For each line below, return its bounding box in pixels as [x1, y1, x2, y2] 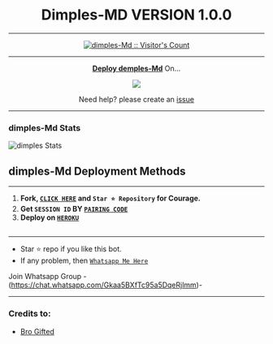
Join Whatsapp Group [8, 272, 82, 282]
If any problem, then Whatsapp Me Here [19, 256, 149, 265]
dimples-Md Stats [8, 122, 81, 133]
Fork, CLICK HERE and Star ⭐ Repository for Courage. [19, 193, 201, 204]
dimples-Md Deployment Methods [8, 164, 186, 178]
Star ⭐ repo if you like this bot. [19, 244, 122, 254]
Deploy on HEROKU [19, 213, 80, 222]
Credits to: [8, 308, 51, 320]
